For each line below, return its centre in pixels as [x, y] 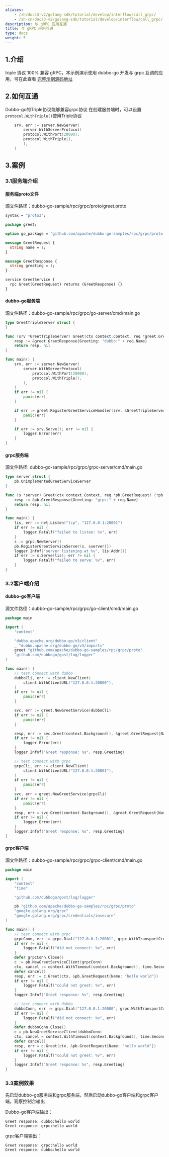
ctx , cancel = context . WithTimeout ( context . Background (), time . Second [90, 1037]
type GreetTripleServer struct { [40, 322]
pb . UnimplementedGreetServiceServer [53, 481]
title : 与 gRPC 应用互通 [29, 29]
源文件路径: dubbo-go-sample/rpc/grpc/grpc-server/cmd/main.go [74, 467]
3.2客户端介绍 [22, 583]
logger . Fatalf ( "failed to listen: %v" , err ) [71, 532]
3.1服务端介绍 [22, 181]
